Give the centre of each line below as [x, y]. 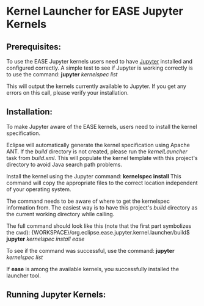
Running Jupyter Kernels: [56, 295]
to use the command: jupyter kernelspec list [62, 74]
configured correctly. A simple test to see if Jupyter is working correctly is [100, 68]
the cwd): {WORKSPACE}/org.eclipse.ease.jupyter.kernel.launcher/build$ [98, 232]
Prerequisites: [34, 47]
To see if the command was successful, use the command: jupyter [91, 250]
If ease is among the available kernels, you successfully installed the [93, 269]
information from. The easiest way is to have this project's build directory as [102, 207]
